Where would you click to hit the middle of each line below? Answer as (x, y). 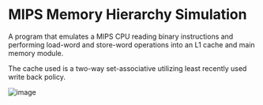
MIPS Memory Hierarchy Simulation (128, 15)
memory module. (36, 53)
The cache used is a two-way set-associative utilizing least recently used (128, 68)
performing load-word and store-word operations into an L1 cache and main (131, 44)
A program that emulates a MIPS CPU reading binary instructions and (121, 36)
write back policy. (37, 77)
